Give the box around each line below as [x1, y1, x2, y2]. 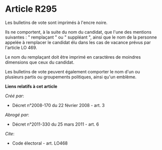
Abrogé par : [5, 111, 29, 118]
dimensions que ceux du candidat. [5, 59, 75, 65]
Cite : [5, 130, 15, 136]
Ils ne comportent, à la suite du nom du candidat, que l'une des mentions [5, 29, 152, 35]
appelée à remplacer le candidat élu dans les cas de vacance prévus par [5, 39, 151, 45]
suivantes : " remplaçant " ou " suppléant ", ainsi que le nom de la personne [5, 34, 157, 40]
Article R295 [5, 3, 57, 15]
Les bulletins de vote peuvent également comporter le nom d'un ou [5, 68, 141, 74]
